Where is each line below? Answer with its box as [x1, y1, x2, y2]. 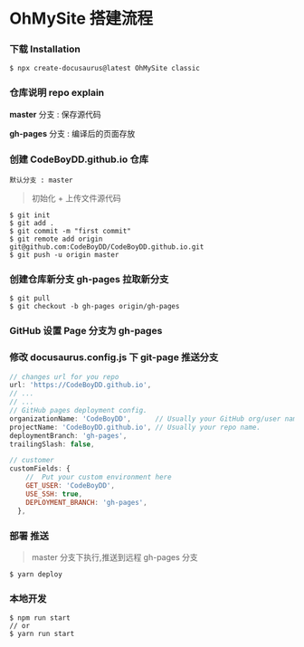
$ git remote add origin [9, 234, 103, 244]
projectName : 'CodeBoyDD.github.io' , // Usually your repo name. [9, 423, 261, 432]
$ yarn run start [9, 630, 75, 639]
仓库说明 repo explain [9, 87, 105, 100]
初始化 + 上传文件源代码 [31, 193, 121, 204]
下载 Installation [9, 43, 81, 55]
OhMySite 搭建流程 [9, 8, 154, 29]
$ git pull [9, 294, 51, 303]
